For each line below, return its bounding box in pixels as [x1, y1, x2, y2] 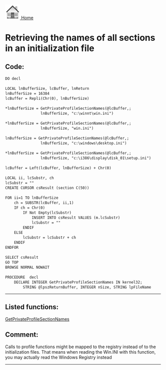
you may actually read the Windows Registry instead [5, 354, 112, 360]
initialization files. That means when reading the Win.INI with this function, [5, 349, 156, 355]
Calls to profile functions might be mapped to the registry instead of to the [5, 344, 157, 350]
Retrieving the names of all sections [5, 32, 156, 44]
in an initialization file [5, 43, 95, 54]
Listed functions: [5, 303, 59, 311]
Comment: [5, 330, 39, 339]
